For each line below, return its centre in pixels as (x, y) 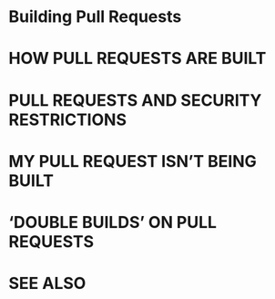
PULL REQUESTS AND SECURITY (135, 100)
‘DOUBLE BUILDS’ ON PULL (113, 222)
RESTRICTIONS (67, 119)
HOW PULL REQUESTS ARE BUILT (137, 59)
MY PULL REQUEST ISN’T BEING (132, 161)
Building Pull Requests (95, 17)
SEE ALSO (47, 284)
